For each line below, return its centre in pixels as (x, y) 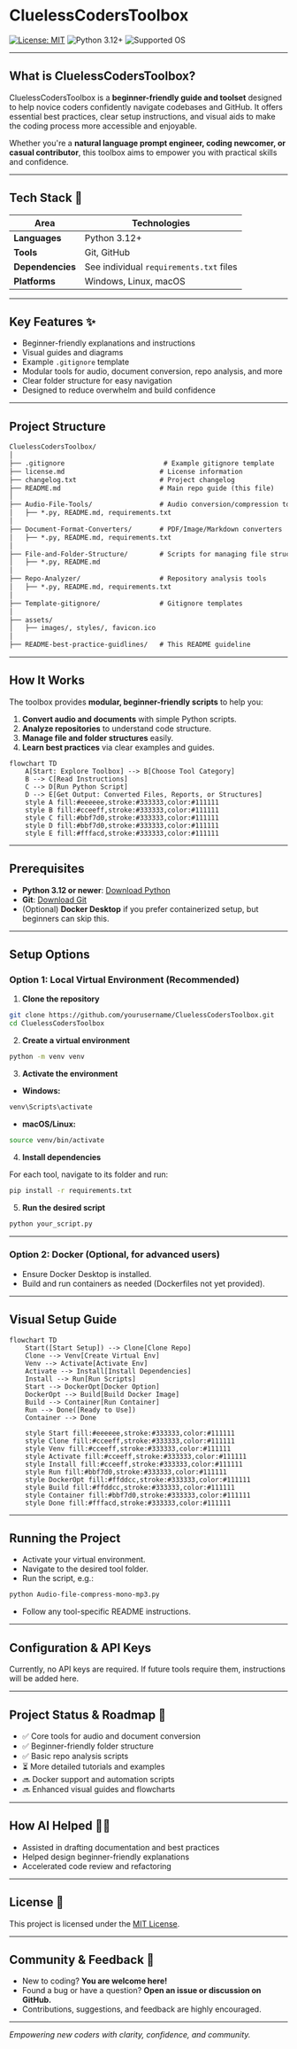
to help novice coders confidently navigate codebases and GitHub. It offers (146, 106)
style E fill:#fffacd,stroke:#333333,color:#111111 (122, 833)
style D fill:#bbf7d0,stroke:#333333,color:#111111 (122, 825)
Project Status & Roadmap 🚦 (88, 1714)
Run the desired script (64, 1207)
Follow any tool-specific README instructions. (107, 1612)
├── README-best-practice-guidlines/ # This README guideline (130, 645)
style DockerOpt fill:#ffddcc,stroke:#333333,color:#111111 (138, 1480)
